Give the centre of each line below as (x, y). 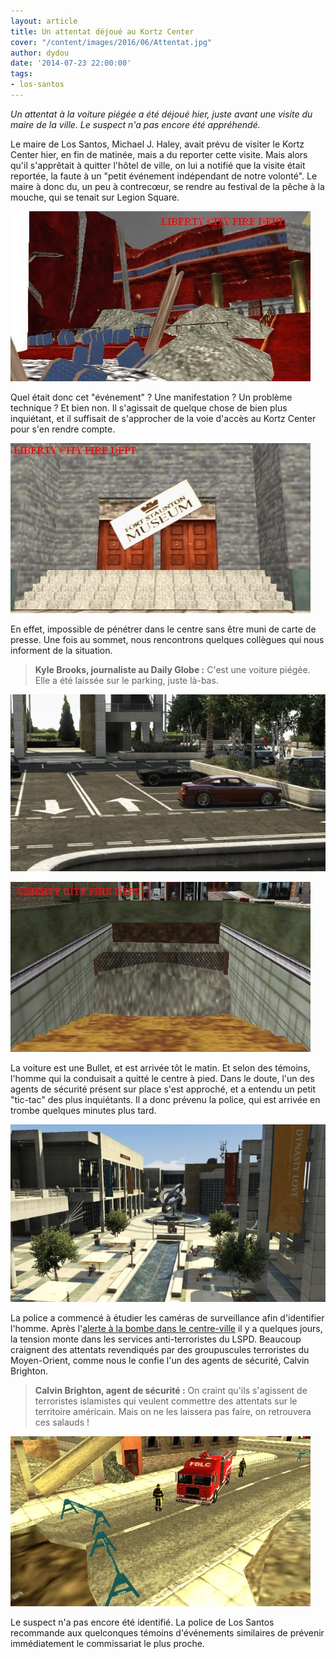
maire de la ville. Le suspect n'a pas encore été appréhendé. (135, 124)
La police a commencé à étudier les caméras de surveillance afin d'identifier (167, 1317)
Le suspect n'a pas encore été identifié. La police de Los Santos (142, 1622)
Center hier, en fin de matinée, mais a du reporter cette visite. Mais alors (159, 154)
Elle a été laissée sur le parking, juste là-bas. (126, 680)
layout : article (44, 21)
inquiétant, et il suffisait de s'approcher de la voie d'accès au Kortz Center (163, 418)
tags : (21, 74)
